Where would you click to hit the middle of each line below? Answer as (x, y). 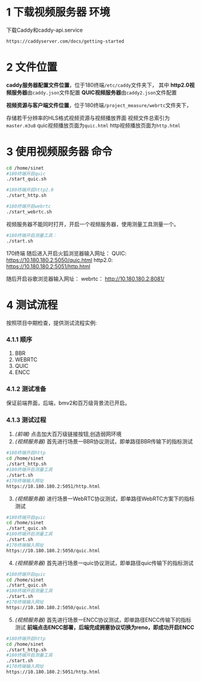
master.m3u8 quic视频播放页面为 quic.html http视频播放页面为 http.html (93, 125)
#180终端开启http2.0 (30, 190)
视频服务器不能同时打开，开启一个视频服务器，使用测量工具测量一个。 (93, 224)
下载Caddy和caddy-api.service (45, 30)
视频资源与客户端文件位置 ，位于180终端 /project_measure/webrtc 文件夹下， (99, 105)
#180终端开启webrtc (29, 206)
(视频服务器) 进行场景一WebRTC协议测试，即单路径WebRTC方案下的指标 (105, 498)
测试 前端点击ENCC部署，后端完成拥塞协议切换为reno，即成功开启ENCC (104, 627)
